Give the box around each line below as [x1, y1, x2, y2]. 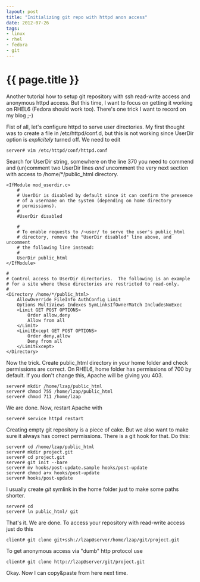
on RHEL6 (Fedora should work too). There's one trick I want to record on [6, 105, 186, 112]
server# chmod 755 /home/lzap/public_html [6, 388, 113, 395]
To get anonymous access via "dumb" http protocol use [6, 547, 143, 554]
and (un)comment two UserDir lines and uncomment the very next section [6, 164, 189, 171]
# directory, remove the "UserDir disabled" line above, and [17, 234, 171, 240]
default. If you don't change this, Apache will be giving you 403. [6, 371, 164, 378]
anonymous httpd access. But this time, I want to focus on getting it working [6, 99, 193, 106]
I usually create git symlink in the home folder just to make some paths [6, 486, 179, 493]
